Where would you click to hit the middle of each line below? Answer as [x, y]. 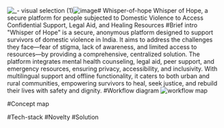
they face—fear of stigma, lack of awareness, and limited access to [102, 47]
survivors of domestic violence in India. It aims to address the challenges [110, 40]
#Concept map [28, 104]
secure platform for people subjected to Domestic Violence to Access [105, 18]
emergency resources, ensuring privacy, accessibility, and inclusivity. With [112, 69]
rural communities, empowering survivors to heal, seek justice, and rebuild [112, 83]
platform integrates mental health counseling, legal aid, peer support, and [111, 61]
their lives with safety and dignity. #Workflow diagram [83, 90]
